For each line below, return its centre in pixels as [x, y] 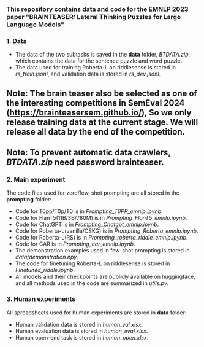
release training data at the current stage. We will [102, 122]
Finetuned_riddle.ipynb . [45, 270]
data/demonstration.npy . [47, 257]
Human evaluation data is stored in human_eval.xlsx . [81, 331]
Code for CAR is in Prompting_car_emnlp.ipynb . [75, 244]
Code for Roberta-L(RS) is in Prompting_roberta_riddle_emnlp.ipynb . [101, 238]
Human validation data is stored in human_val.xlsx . [79, 324]
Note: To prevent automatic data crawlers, [89, 153]
